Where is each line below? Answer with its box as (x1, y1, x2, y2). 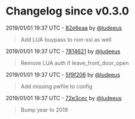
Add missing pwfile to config (20, 83, 92, 90)
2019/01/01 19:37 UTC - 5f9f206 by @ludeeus (5, 71, 120, 78)
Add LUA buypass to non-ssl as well (20, 36, 112, 43)
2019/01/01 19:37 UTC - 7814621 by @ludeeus (5, 47, 121, 55)
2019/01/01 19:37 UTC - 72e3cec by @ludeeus (5, 94, 122, 101)
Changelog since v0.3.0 (5, 4, 130, 18)
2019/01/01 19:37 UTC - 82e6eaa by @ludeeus (5, 24, 122, 31)
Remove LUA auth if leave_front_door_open (20, 59, 129, 66)
